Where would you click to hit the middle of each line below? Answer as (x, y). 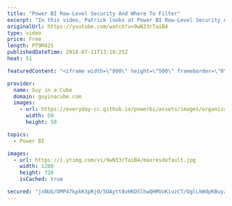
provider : (21, 84)
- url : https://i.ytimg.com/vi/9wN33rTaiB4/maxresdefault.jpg (105, 160)
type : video (24, 33)
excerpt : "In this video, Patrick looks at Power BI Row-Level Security (114, 20)
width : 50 (39, 116)
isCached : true (41, 179)
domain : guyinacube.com (47, 96)
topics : (18, 134)
